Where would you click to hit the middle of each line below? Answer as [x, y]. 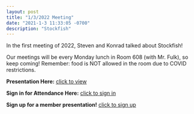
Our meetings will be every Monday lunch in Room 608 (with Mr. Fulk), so [97, 57]
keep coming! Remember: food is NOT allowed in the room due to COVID [96, 64]
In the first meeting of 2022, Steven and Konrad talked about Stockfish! [95, 46]
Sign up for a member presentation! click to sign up [71, 105]
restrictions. [21, 70]
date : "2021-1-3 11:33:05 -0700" [48, 23]
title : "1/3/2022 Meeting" [40, 17]
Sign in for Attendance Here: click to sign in [61, 93]
